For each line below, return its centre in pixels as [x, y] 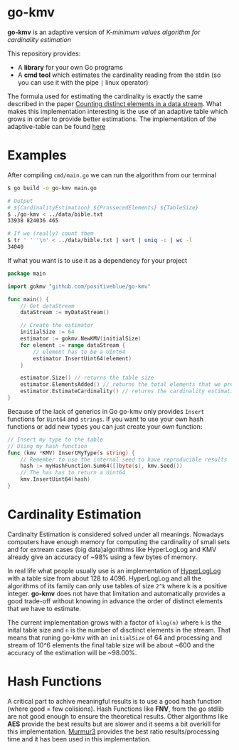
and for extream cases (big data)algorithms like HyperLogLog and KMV [112, 549]
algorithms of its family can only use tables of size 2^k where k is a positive [117, 585]
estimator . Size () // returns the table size [87, 378]
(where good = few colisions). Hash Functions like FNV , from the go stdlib [116, 709]
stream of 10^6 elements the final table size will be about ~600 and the [111, 645]
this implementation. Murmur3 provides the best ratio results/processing [113, 731]
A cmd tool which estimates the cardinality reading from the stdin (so [119, 75]
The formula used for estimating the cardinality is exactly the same [105, 96]
